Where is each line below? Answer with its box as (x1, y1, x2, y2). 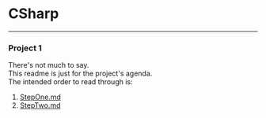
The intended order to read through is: (8, 77, 133, 87)
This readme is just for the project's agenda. (8, 68, 153, 79)
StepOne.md (19, 92, 61, 102)
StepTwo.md (19, 101, 61, 110)
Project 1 (8, 42, 42, 53)
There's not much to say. (8, 61, 89, 70)
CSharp (8, 5, 59, 23)
